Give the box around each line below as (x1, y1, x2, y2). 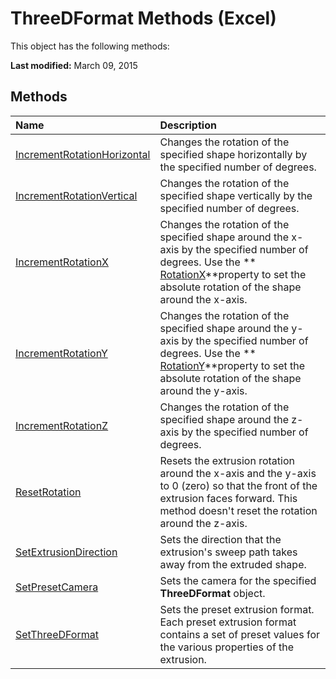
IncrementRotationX (15, 255, 110, 269)
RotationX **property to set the (159, 267, 307, 281)
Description (159, 118, 217, 132)
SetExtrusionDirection (15, 545, 118, 559)
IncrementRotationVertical (15, 188, 138, 202)
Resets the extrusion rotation (159, 453, 295, 467)
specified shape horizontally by (159, 147, 308, 161)
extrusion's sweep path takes (159, 545, 298, 559)
